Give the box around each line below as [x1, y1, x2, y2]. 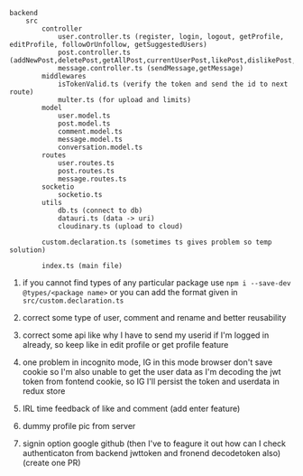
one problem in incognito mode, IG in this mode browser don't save [22, 357, 273, 368]
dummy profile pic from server [22, 421, 136, 431]
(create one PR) [22, 457, 81, 468]
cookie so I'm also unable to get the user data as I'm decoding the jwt [22, 367, 281, 377]
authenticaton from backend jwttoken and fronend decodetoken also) [22, 448, 281, 458]
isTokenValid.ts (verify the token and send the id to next [57, 79, 289, 89]
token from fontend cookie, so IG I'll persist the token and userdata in [22, 376, 280, 387]
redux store [22, 386, 66, 397]
